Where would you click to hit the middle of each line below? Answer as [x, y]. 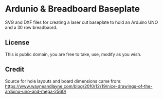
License [17, 43]
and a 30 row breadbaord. [31, 27]
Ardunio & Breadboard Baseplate [72, 9]
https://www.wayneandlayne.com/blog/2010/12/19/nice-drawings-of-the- [79, 86]
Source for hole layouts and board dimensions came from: [63, 81]
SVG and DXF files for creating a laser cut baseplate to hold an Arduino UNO [81, 22]
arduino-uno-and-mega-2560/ [36, 91]
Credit [15, 69]
